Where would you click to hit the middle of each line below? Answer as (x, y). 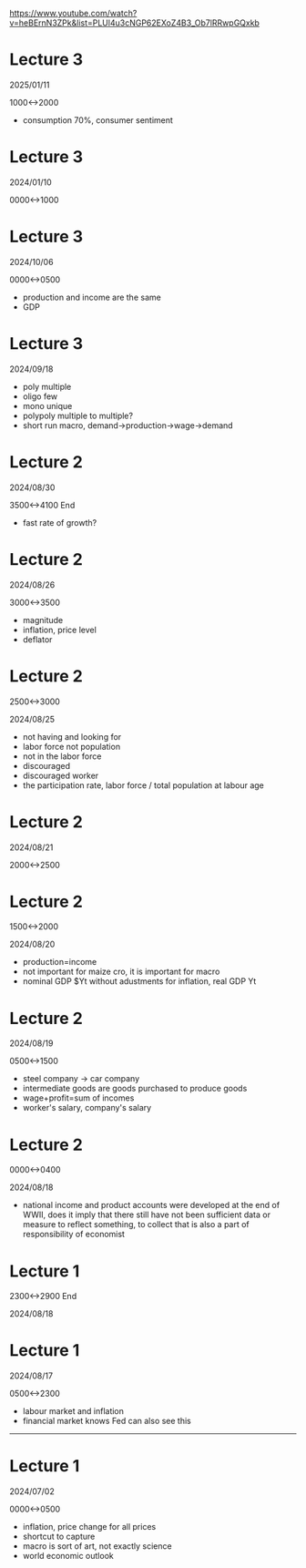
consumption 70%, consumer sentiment (97, 120)
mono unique (47, 405)
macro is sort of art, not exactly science (97, 1546)
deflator (37, 639)
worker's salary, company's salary (87, 1108)
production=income (60, 962)
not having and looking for (72, 736)
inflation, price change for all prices (89, 1527)
